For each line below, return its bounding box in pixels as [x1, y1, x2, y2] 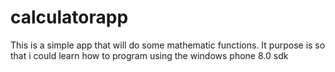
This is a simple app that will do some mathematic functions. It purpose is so [10, 39, 326, 51]
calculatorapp [10, 6, 129, 29]
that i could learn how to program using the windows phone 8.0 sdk [10, 49, 289, 61]
